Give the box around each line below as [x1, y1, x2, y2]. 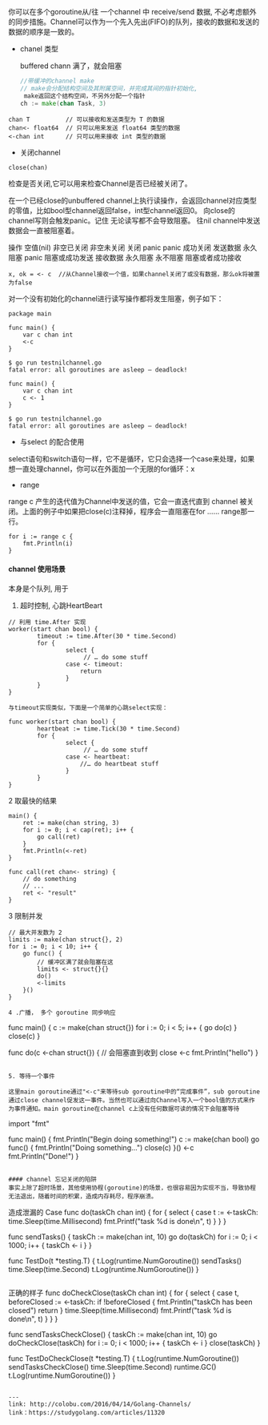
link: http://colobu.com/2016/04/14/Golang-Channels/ [8, 1400, 192, 1408]
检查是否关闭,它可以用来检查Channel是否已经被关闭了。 [8, 179, 192, 188]
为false [8, 279, 33, 287]
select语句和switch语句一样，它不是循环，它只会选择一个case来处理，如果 [8, 453, 255, 463]
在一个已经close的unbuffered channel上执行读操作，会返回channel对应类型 [8, 195, 258, 205]
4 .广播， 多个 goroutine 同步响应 [8, 1008, 116, 1016]
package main [8, 309, 52, 318]
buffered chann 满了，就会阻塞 [19, 61, 122, 70]
